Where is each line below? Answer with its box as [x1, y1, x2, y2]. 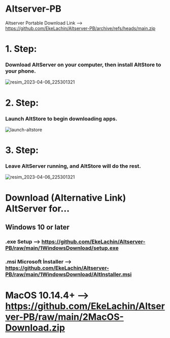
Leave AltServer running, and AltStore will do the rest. [5, 163, 141, 170]
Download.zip [5, 322, 65, 333]
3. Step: [5, 144, 39, 156]
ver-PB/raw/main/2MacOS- [5, 311, 124, 323]
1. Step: [5, 43, 37, 55]
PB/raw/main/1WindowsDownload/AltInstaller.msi [5, 270, 132, 278]
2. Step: [5, 97, 39, 108]
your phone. [5, 68, 37, 75]
